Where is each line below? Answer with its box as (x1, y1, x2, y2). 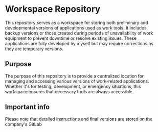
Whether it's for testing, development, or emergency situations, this (5, 83, 141, 89)
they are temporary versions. (5, 46, 64, 52)
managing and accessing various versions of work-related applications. (5, 78, 149, 84)
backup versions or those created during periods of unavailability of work (5, 30, 153, 36)
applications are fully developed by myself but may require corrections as (5, 40, 154, 46)
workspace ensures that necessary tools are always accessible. (5, 88, 134, 94)
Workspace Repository (5, 3, 101, 15)
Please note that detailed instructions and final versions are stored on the (5, 116, 153, 122)
